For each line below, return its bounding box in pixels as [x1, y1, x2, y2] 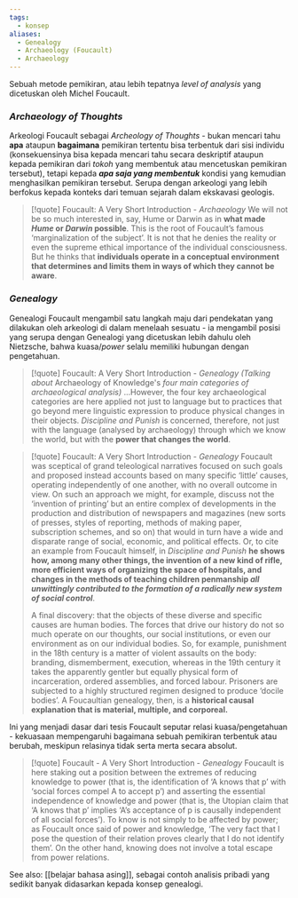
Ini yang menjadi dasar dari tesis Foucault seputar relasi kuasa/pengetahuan [9, 721, 288, 732]
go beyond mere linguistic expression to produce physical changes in [30, 405, 286, 416]
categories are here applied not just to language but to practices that [30, 396, 282, 407]
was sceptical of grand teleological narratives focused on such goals [30, 460, 284, 471]
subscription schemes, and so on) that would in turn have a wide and [30, 526, 284, 537]
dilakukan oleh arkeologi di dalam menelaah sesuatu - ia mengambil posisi [9, 322, 281, 333]
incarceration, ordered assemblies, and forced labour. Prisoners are [30, 676, 278, 687]
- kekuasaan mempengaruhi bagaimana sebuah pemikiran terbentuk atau [9, 730, 278, 742]
